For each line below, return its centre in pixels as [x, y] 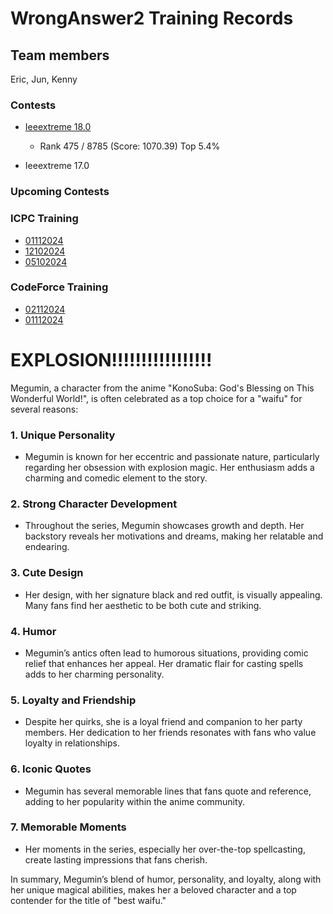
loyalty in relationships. [72, 743]
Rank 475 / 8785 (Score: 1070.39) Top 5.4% [130, 146]
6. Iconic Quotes [51, 769]
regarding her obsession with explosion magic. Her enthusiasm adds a [169, 468]
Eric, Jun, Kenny [44, 79]
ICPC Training [44, 219]
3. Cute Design [47, 573]
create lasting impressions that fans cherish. [116, 859]
